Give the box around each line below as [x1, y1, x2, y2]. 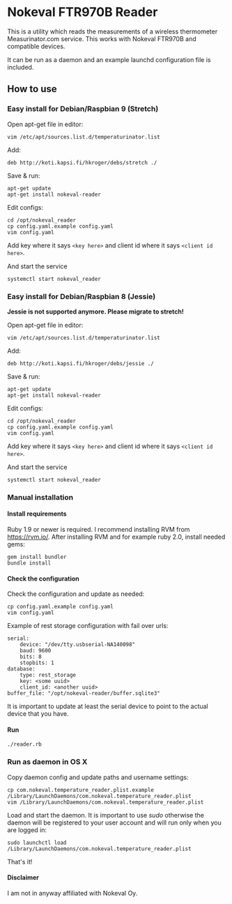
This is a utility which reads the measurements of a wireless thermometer [7, 27, 218, 36]
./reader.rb [7, 741, 42, 748]
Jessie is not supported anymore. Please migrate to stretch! [7, 307, 185, 316]
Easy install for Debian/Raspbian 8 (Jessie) [7, 291, 156, 301]
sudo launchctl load [7, 839, 68, 846]
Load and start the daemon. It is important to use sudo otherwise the [7, 811, 204, 819]
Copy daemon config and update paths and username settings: [7, 773, 190, 781]
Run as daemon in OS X [7, 757, 88, 767]
